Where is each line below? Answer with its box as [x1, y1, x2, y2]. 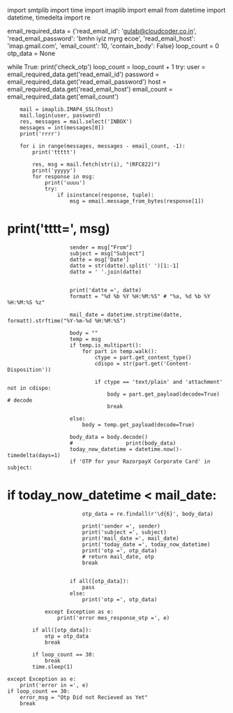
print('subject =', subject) [82, 528, 167, 535]
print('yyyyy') [32, 167, 77, 174]
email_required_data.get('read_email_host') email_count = [7, 85, 173, 93]
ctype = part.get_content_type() [94, 354, 192, 361]
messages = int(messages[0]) [20, 124, 105, 131]
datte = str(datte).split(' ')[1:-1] [69, 262, 179, 269]
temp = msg [69, 336, 101, 343]
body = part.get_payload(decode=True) [107, 391, 220, 398]
